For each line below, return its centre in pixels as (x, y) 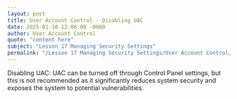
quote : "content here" (41, 40)
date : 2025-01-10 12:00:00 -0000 (56, 27)
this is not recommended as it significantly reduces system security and (112, 80)
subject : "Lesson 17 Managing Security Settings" (82, 46)
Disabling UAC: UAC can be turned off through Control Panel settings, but (114, 73)
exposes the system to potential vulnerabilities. (75, 88)
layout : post (26, 14)
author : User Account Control (52, 33)
